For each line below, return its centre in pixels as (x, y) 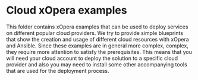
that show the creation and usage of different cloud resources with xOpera (98, 39)
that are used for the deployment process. (58, 71)
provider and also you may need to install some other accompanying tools (97, 64)
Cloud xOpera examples (67, 10)
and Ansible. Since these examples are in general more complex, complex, (98, 46)
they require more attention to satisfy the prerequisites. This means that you (99, 52)
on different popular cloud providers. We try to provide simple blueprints (95, 33)
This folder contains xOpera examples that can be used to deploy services (97, 27)
